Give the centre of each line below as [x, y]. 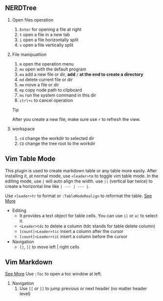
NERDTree [21, 8]
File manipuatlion [29, 54]
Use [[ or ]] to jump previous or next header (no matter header [83, 289]
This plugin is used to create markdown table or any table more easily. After [81, 170]
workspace [23, 129]
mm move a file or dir [39, 85]
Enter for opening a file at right [50, 29]
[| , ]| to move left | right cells [49, 247]
